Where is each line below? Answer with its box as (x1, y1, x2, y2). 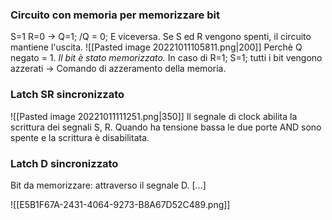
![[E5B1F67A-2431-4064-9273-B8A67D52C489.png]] (10, 198, 231, 210)
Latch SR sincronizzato (10, 88, 125, 102)
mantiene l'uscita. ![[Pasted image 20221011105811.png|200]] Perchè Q (10, 41, 303, 53)
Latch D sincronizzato (10, 156, 119, 170)
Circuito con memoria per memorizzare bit (10, 8, 220, 22)
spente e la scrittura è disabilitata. (10, 131, 150, 143)
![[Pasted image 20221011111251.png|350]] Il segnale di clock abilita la (10, 110, 298, 122)
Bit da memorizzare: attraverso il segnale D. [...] (10, 179, 207, 191)
